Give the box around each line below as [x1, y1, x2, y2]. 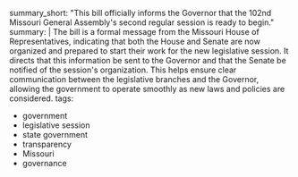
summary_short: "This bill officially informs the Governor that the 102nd [9, 8, 272, 18]
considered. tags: [9, 93, 74, 104]
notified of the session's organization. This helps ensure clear [9, 64, 237, 75]
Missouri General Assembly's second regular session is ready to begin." [9, 17, 275, 28]
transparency [21, 139, 72, 149]
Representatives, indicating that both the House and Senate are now [9, 36, 261, 46]
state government [21, 130, 88, 139]
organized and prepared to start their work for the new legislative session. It [9, 46, 289, 56]
